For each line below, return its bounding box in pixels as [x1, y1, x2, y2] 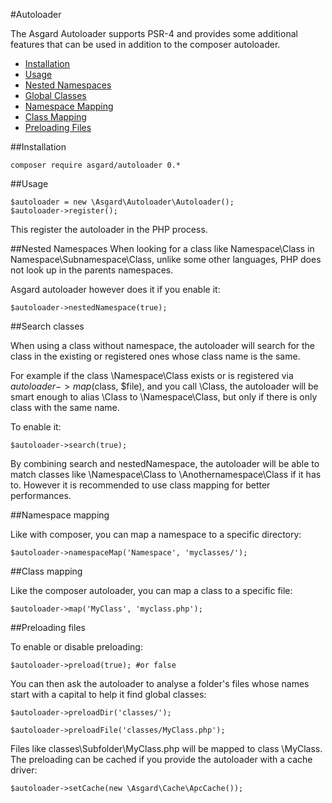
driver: [10, 764, 38, 776]
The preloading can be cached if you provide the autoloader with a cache [10, 754, 313, 765]
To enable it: [10, 421, 62, 433]
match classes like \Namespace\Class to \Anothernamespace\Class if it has [10, 469, 322, 480]
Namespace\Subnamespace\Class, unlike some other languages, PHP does [10, 254, 322, 265]
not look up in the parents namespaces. [10, 264, 174, 276]
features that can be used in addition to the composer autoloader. [10, 39, 281, 50]
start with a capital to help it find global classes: [10, 689, 207, 700]
